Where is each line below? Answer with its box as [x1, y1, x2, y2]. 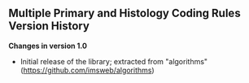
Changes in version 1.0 [8, 41, 88, 50]
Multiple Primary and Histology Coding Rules [8, 7, 242, 20]
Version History [8, 20, 90, 33]
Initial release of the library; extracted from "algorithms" [20, 56, 208, 66]
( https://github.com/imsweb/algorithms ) [20, 65, 155, 75]
